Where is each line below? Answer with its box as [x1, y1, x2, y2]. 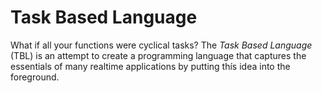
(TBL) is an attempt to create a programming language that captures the [10, 49, 307, 61]
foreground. [10, 71, 60, 83]
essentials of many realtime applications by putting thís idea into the [10, 60, 291, 72]
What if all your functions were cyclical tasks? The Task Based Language [10, 39, 313, 51]
